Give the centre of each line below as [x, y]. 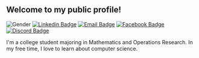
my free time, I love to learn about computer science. [72, 48]
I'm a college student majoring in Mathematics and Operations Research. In [99, 42]
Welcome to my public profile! [64, 10]
